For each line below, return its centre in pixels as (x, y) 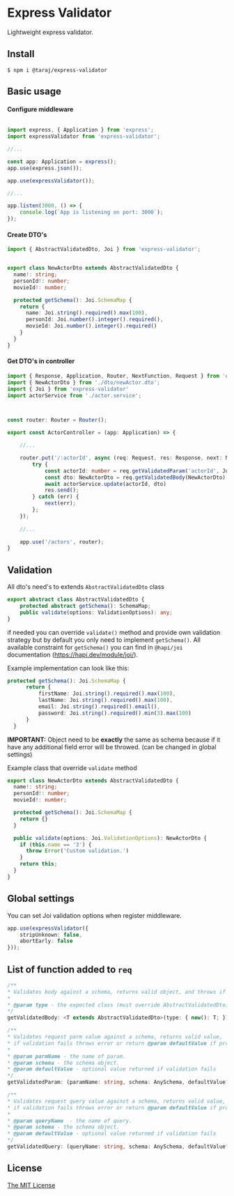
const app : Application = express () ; (62, 162)
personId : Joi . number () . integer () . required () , (94, 320)
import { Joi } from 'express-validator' (68, 389)
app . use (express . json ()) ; (45, 168)
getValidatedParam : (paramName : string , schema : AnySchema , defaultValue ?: (119, 1082)
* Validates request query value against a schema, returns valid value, (117, 1101)
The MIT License (31, 1185)
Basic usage (34, 92)
